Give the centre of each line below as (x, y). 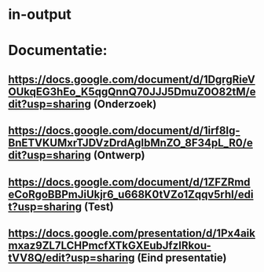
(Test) (99, 206)
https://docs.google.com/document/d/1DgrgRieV (132, 79)
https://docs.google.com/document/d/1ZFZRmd (129, 182)
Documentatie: (58, 51)
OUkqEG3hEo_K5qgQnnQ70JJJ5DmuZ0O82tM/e (132, 92)
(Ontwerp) (119, 155)
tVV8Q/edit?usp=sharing (71, 257)
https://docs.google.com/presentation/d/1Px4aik (132, 233)
